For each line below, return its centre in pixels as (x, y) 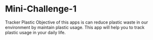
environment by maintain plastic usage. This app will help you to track (75, 27)
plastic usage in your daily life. (35, 32)
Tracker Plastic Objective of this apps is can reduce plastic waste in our (76, 22)
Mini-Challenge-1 (41, 9)
